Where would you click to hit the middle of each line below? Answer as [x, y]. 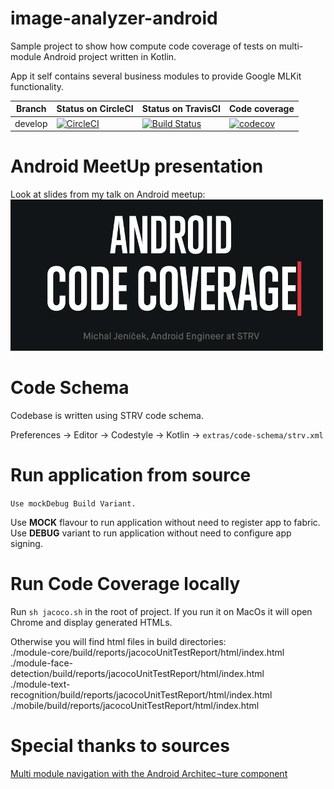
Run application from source [131, 475]
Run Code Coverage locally [125, 584]
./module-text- [40, 684]
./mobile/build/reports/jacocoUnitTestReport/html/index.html [135, 705]
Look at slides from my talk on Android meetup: [108, 194]
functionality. [37, 86]
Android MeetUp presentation [137, 166]
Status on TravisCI [181, 109]
